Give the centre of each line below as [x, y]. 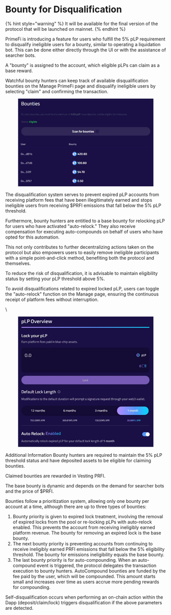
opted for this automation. [32, 237]
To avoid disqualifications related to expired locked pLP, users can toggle [82, 288]
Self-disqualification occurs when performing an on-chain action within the [84, 597]
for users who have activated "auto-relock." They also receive [70, 226]
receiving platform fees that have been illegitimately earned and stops [79, 200]
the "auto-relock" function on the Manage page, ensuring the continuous [82, 294]
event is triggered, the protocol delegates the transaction [96, 566]
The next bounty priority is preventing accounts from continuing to [83, 544]
